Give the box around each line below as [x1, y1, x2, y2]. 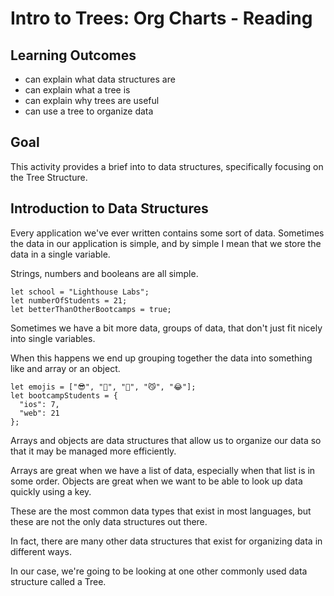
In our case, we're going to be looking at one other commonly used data [10, 565, 308, 577]
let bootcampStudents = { [10, 390, 118, 401]
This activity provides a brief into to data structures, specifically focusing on [10, 160, 324, 172]
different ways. [10, 545, 72, 557]
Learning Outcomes [10, 47, 137, 64]
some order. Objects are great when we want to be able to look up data [10, 475, 303, 487]
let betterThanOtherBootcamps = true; [10, 304, 172, 314]
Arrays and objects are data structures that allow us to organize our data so [10, 434, 322, 446]
